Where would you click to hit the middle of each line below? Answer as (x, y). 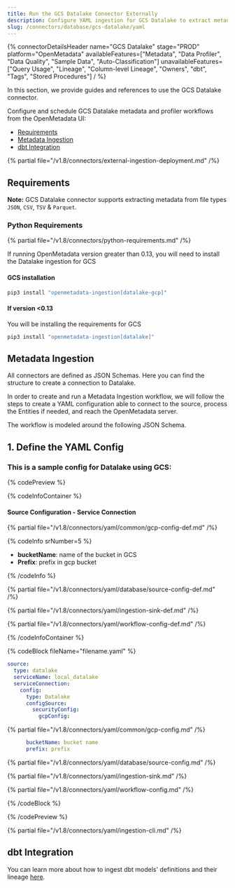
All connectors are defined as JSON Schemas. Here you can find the (106, 375)
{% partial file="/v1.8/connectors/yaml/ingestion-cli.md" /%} (94, 830)
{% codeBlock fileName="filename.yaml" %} (72, 651)
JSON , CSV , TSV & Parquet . (42, 207)
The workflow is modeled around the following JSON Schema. (97, 425)
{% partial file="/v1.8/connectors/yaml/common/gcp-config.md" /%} (106, 729)
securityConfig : (56, 710)
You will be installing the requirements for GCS (74, 324)
